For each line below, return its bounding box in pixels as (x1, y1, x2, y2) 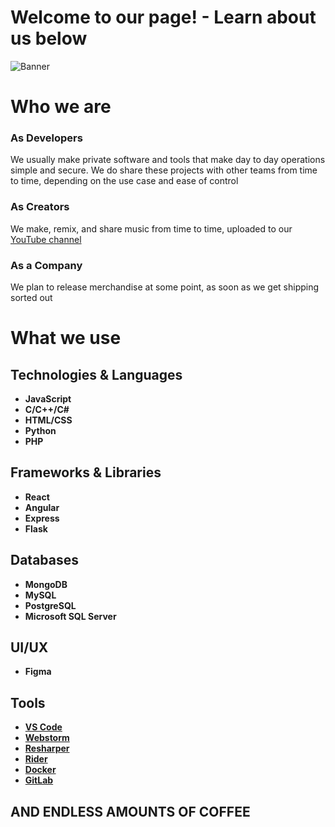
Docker (24, 764, 57, 776)
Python (24, 425, 57, 437)
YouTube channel (10, 233, 82, 245)
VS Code (24, 721, 63, 733)
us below (10, 27, 88, 50)
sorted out (10, 292, 53, 304)
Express (24, 512, 60, 524)
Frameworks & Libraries (10, 464, 162, 481)
